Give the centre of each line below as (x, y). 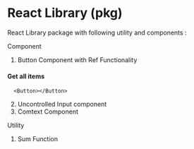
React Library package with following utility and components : (97, 32)
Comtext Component (48, 112)
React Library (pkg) (65, 13)
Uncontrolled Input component (62, 105)
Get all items (26, 76)
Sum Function (38, 139)
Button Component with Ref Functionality (77, 60)
